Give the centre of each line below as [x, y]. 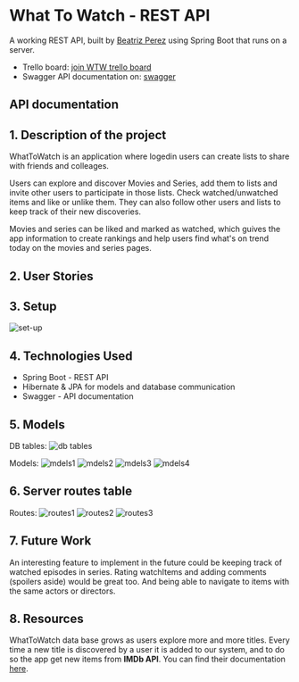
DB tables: [28, 445]
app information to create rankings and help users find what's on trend [139, 238]
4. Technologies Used [71, 356]
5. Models [37, 424]
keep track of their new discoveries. [75, 212]
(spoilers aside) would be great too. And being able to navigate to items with [149, 581]
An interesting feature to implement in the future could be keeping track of [146, 562]
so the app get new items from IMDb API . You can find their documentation [147, 659]
